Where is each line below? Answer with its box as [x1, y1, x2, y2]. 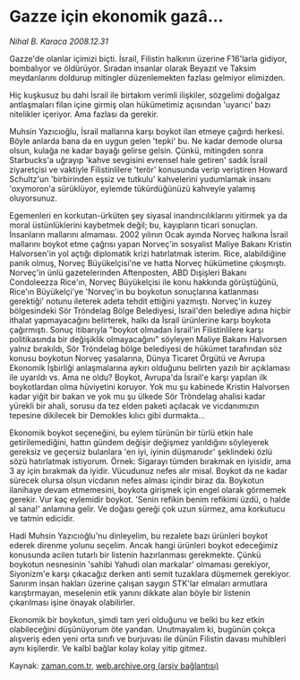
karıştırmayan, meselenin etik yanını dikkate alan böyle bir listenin [9, 587, 251, 598]
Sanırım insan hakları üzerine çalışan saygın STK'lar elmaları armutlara [9, 578, 269, 589]
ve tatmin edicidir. [9, 512, 75, 523]
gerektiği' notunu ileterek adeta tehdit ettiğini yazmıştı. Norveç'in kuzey [9, 296, 272, 306]
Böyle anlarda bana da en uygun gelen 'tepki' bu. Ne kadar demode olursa [9, 135, 284, 146]
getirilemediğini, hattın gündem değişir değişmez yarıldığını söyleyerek [9, 436, 270, 447]
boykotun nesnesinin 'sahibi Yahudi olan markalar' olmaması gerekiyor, [9, 558, 271, 570]
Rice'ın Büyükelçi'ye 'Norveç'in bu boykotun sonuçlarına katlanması [9, 286, 260, 297]
